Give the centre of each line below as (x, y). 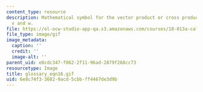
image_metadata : (27, 40)
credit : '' (25, 51)
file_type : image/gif (34, 34)
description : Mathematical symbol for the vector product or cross (93, 18)
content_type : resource (36, 12)
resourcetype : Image (32, 68)
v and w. (23, 23)
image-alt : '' (29, 57)
